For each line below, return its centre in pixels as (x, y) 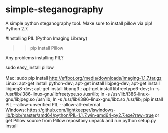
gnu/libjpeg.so (20, 99)
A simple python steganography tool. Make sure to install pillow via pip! (79, 23)
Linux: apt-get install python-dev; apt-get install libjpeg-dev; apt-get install (82, 83)
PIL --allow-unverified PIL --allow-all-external (53, 104)
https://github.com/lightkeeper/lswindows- (71, 110)
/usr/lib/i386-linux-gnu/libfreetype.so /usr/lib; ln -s (58, 94)
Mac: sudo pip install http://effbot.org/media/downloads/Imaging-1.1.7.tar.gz (83, 78)
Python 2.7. (17, 28)
